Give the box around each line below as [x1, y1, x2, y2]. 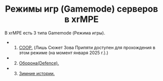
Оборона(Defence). [19, 60, 59, 66]
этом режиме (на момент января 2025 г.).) [19, 50, 108, 56]
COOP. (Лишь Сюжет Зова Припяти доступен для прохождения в [19, 44, 156, 50]
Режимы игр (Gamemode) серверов [5, 3, 158, 15]
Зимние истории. [19, 70, 55, 76]
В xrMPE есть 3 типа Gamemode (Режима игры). [4, 30, 105, 36]
